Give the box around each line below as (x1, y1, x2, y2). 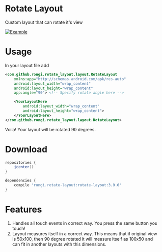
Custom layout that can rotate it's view (5, 19, 83, 25)
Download (5, 144, 48, 155)
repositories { (5, 160, 36, 165)
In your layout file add (5, 62, 49, 68)
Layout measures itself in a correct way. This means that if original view (12, 230, 158, 237)
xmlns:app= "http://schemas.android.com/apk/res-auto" (14, 76, 126, 81)
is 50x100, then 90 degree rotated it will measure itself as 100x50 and (12, 236, 153, 242)
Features (5, 204, 42, 215)
